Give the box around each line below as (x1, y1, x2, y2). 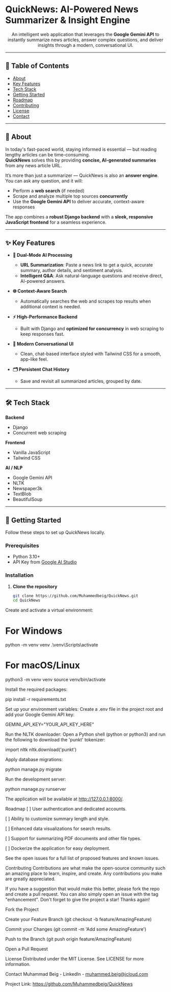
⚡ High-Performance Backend (12, 314, 78, 320)
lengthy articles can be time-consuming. (5, 151, 90, 157)
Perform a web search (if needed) (12, 187, 85, 194)
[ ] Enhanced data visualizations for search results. (5, 825, 112, 832)
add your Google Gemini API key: (5, 712, 75, 718)
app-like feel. (20, 356, 48, 362)
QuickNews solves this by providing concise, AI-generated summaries (5, 157, 156, 163)
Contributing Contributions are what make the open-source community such (5, 865, 166, 871)
